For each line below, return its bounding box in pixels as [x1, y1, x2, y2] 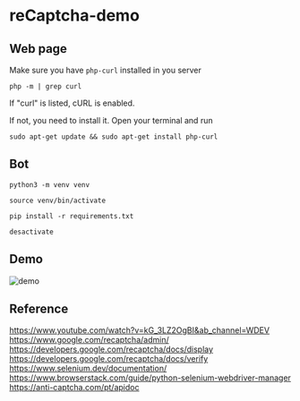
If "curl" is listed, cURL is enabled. [9, 98, 135, 108]
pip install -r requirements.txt [9, 211, 134, 220]
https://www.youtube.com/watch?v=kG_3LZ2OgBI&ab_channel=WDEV [9, 325, 270, 336]
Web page [9, 41, 67, 56]
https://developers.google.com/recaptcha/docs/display [9, 344, 213, 354]
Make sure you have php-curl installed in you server [9, 64, 201, 75]
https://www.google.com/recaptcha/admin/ [9, 335, 169, 346]
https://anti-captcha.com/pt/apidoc [9, 382, 140, 393]
